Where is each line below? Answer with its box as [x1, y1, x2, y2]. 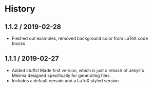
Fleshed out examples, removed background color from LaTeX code [11, 35, 148, 41]
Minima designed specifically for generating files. [11, 73, 111, 78]
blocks [11, 41, 25, 46]
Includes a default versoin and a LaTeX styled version [11, 77, 119, 83]
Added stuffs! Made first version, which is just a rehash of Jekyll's [11, 67, 144, 73]
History [4, 3, 36, 15]
